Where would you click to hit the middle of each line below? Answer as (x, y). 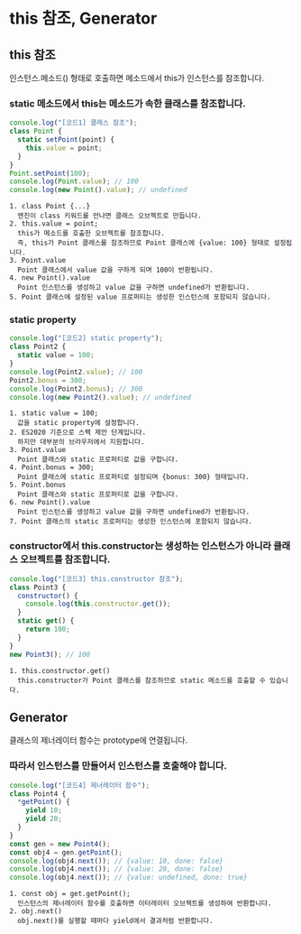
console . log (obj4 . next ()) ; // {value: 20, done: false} (116, 869)
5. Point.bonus (38, 485)
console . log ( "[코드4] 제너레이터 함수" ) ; (80, 785)
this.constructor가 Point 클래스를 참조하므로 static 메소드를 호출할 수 (141, 680)
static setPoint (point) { (66, 140)
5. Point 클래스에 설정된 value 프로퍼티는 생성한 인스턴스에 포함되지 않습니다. (140, 297)
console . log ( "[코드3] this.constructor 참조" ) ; (96, 578)
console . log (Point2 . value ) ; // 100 (76, 372)
